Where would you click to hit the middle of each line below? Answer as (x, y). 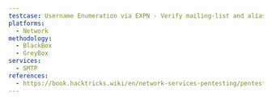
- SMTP (27, 69)
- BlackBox (34, 46)
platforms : (27, 23)
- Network (32, 31)
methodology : (30, 38)
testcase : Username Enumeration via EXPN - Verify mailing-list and (126, 16)
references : (28, 76)
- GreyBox (32, 53)
